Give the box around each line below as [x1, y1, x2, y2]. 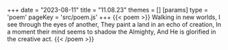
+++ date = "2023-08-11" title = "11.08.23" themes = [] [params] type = [7, 6, 209, 14]
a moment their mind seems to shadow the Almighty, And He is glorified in [7, 27, 216, 36]
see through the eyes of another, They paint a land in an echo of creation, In [7, 21, 221, 28]
